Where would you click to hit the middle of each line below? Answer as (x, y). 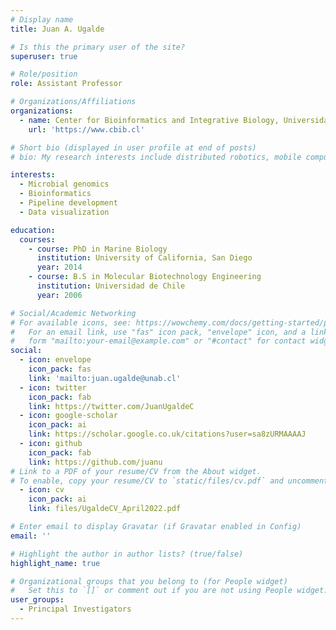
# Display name (42, 19)
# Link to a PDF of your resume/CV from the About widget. (136, 471)
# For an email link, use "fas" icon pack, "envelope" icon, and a (158, 332)
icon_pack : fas (60, 369)
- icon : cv (42, 490)
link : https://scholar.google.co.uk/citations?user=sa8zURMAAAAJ (167, 434)
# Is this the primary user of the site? (98, 47)
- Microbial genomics (64, 184)
